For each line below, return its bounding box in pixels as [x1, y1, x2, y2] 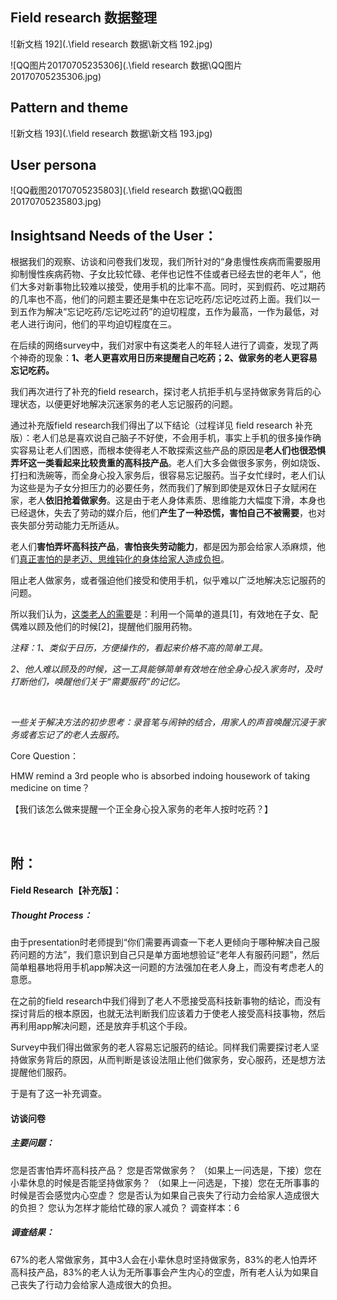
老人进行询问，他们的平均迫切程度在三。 [10, 318, 177, 330]
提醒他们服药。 [10, 1066, 72, 1078]
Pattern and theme [10, 99, 129, 117]
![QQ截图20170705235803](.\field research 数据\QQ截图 [10, 184, 243, 197]
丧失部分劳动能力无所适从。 [10, 519, 125, 532]
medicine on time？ [10, 782, 91, 794]
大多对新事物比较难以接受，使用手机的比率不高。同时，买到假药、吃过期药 [18, 281, 326, 293]
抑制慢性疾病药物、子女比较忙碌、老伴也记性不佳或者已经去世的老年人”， [10, 268, 313, 280]
